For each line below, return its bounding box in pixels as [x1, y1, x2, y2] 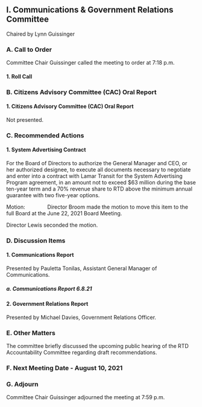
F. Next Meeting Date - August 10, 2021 [6, 364, 123, 372]
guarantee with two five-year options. [6, 191, 100, 198]
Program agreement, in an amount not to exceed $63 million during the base [6, 178, 196, 186]
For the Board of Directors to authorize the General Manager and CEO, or [6, 159, 188, 166]
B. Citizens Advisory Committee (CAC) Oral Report [6, 87, 157, 96]
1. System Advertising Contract [6, 146, 86, 153]
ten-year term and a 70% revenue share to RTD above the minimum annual [6, 185, 193, 192]
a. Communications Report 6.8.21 [6, 285, 92, 292]
